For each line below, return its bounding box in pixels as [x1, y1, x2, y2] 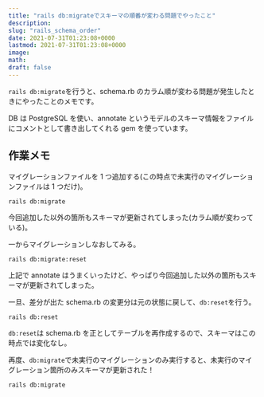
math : [8, 57, 26, 65]
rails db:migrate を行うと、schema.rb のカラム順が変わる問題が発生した [8, 86, 248, 96]
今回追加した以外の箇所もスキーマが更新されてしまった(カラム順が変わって [8, 212, 254, 222]
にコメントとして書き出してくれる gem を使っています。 [8, 123, 192, 132]
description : [8, 19, 52, 27]
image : [8, 49, 30, 57]
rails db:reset [8, 312, 59, 321]
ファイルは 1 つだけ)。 [14, 181, 87, 191]
